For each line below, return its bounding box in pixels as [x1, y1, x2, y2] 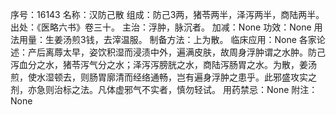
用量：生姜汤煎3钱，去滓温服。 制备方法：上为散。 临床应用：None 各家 [18, 34, 317, 45]
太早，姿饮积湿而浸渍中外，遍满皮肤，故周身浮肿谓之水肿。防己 [62, 46, 326, 58]
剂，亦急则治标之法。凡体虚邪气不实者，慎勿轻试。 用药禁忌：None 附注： [10, 84, 318, 95]
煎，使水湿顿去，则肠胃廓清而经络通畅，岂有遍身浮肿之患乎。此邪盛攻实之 [10, 71, 317, 83]
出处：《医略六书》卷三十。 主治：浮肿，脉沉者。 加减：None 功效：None [10, 21, 312, 33]
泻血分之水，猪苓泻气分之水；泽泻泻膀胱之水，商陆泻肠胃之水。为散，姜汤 [10, 59, 317, 70]
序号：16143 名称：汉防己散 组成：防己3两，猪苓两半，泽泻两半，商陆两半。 [10, 9, 325, 20]
